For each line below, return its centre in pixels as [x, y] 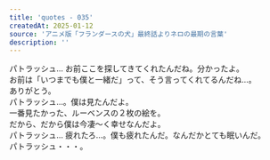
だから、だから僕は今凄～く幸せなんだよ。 [87, 124]
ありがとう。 [33, 91]
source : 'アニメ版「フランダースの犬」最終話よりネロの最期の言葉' [119, 34]
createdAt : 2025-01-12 [51, 26]
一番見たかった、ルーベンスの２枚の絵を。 [87, 113]
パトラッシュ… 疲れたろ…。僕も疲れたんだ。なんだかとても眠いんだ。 [137, 135]
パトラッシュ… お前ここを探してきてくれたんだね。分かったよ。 [127, 68]
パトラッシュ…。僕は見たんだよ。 [71, 102]
